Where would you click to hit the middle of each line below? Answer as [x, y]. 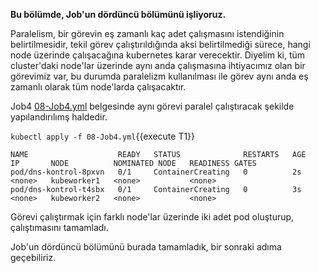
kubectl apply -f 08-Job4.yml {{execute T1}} [103, 136]
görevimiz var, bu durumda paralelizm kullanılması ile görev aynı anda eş [159, 76]
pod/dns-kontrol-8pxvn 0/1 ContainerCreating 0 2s [156, 172]
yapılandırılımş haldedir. [59, 117]
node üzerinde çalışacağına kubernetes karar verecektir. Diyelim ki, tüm [158, 55]
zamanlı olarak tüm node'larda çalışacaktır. [98, 87]
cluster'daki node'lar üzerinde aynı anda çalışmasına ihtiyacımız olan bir [158, 65]
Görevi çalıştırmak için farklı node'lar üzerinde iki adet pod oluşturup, [152, 217]
